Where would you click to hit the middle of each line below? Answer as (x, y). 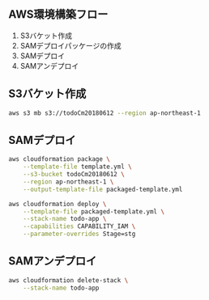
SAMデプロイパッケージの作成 (70, 45)
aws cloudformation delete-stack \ (68, 280)
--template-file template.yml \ (77, 167)
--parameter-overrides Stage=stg (79, 234)
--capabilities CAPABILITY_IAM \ (79, 226)
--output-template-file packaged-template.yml (103, 189)
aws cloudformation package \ (60, 159)
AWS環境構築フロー (58, 15)
